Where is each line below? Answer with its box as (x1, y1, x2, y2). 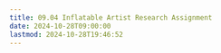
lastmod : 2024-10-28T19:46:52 (9, 30, 124, 39)
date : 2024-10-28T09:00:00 (9, 22, 111, 31)
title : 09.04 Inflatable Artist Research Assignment (9, 13, 213, 22)
